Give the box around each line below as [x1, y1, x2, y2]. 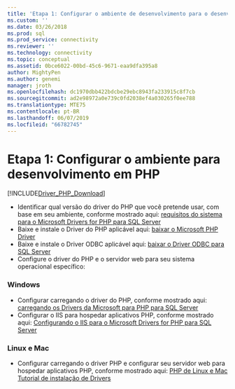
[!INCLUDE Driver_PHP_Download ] [7, 189, 106, 198]
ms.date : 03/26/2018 [7, 23, 68, 30]
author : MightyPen [7, 69, 61, 76]
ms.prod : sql [7, 29, 45, 37]
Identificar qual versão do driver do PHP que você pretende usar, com [17, 203, 220, 211]
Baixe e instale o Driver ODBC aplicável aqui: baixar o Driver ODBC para [17, 240, 225, 249]
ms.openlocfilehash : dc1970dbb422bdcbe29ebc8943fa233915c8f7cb [7, 88, 196, 95]
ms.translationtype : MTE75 [7, 102, 86, 109]
